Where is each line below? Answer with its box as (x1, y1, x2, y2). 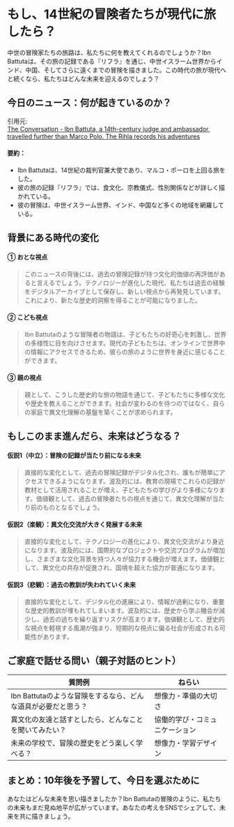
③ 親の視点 (7, 373, 42, 382)
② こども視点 (7, 313, 48, 322)
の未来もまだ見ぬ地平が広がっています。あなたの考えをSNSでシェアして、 (7, 803, 220, 812)
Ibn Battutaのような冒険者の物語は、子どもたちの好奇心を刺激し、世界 (24, 330, 227, 338)
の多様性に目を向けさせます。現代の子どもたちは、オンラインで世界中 (24, 338, 226, 347)
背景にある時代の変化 (7, 232, 99, 244)
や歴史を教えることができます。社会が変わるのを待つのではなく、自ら (24, 399, 225, 408)
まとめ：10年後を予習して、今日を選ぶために (7, 775, 200, 786)
